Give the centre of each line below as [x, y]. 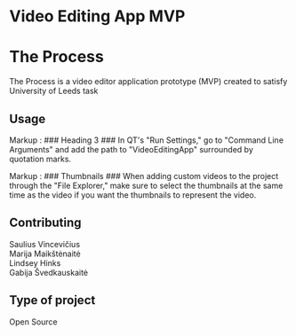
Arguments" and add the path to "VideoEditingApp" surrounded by [131, 149]
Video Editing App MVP [97, 16]
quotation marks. [40, 159]
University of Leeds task [54, 91]
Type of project [52, 300]
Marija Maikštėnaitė [45, 254]
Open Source [33, 322]
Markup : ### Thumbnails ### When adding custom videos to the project [144, 176]
